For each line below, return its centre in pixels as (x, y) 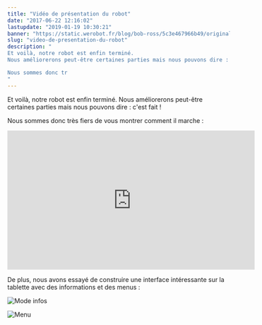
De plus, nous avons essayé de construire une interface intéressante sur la (116, 279)
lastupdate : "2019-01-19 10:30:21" (60, 27)
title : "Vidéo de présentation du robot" (69, 14)
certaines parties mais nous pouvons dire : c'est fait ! (84, 107)
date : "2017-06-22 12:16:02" (50, 20)
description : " (30, 47)
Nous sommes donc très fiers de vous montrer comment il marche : (106, 120)
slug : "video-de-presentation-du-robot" (68, 40)
